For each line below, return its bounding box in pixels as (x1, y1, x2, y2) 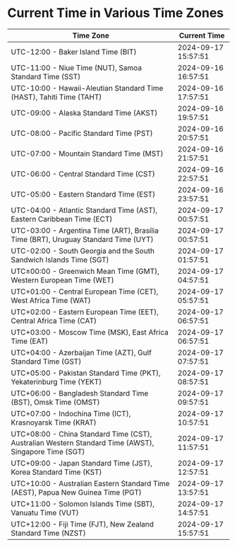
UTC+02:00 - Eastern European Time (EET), (11, 306, 159, 316)
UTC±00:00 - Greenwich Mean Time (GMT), (11, 266, 160, 276)
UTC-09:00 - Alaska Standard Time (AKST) (11, 108, 158, 117)
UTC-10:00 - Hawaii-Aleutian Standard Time (11, 83, 164, 93)
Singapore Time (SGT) (11, 447, 85, 456)
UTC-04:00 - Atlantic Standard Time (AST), (11, 205, 158, 215)
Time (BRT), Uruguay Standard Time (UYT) (11, 234, 154, 244)
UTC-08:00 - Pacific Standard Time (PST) (11, 128, 153, 138)
